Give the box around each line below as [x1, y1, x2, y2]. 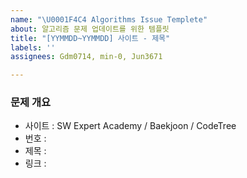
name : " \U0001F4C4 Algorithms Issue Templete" [10, 14, 208, 25]
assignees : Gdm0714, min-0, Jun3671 [10, 52, 163, 62]
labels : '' [10, 42, 56, 53]
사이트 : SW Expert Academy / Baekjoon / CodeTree [24, 120, 237, 132]
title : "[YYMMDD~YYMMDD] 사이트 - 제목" [10, 33, 171, 43]
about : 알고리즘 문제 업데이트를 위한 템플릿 [10, 24, 170, 34]
